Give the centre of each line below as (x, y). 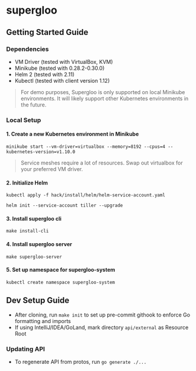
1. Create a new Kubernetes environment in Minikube (73, 134)
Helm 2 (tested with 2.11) (45, 74)
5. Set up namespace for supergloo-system (61, 270)
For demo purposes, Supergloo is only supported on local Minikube (103, 92)
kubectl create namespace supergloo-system (61, 282)
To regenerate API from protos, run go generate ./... (81, 362)
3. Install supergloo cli (34, 218)
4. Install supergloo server (39, 244)
